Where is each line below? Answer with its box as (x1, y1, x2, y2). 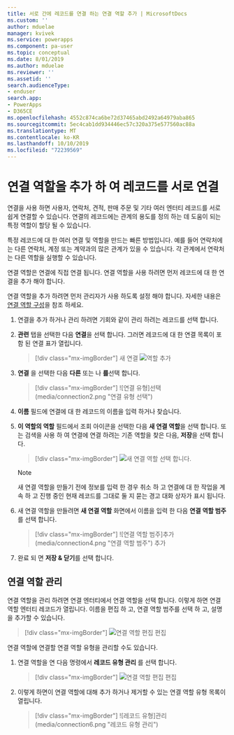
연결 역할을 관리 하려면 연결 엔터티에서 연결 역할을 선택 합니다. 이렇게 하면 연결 (7, 596, 221, 604)
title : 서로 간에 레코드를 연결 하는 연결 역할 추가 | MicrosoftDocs (7, 10, 187, 17)
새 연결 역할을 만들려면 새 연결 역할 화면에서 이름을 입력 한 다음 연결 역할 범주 (17, 506, 227, 515)
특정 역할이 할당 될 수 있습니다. (7, 221, 92, 229)
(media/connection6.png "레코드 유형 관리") (34, 720, 159, 728)
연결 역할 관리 (7, 576, 63, 588)
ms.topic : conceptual (7, 50, 71, 57)
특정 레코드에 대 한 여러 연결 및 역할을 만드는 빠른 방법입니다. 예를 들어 (7, 236, 199, 244)
